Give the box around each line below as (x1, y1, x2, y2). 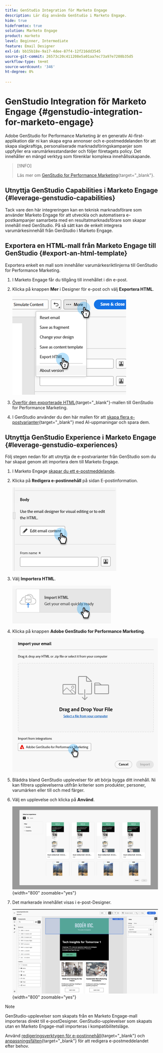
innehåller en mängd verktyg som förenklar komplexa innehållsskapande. (5, 153, 151, 159)
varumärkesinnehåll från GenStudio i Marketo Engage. (5, 228, 113, 233)
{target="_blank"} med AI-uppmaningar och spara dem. (38, 419, 150, 425)
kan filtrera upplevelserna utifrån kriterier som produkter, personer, (12, 782, 146, 788)
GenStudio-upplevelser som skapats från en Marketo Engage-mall (5, 1013, 137, 1018)
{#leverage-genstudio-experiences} (5, 440, 118, 449)
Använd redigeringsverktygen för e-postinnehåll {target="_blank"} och (5, 1033, 145, 1038)
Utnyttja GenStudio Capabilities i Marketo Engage (5, 186, 158, 194)
